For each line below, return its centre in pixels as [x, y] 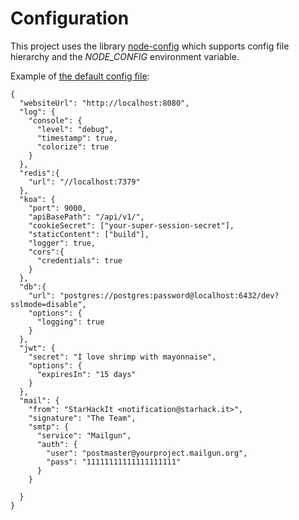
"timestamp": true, [77, 138]
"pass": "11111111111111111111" [114, 462]
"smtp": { [49, 427]
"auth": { [57, 444]
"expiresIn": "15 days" [86, 374]
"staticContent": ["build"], [89, 234]
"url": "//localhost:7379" [84, 182]
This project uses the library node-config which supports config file [150, 46]
